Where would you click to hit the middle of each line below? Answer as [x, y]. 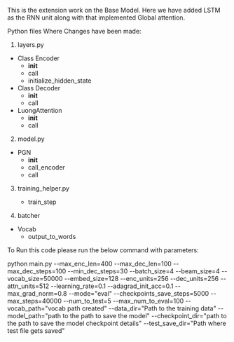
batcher [29, 216]
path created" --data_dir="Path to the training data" [142, 308]
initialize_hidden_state [60, 81]
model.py [31, 139]
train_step [42, 202]
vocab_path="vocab [37, 308]
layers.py [30, 45]
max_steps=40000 [34, 301]
